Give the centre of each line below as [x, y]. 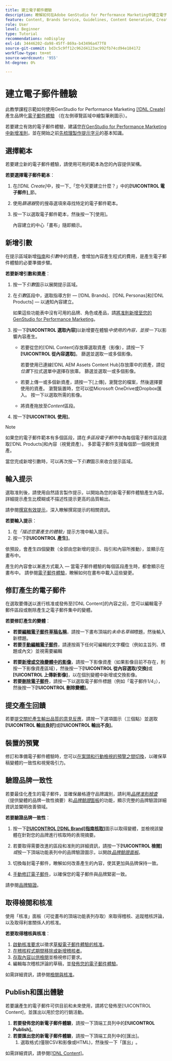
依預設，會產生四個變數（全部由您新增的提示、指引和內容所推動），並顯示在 [85, 549]
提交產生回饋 [26, 705]
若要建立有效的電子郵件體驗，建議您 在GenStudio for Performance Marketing [86, 127]
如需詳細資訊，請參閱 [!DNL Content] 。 [46, 1053]
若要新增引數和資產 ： [28, 273]
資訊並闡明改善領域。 [28, 806]
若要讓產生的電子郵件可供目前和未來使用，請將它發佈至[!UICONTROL [78, 1006]
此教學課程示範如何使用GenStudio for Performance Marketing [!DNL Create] [85, 109]
